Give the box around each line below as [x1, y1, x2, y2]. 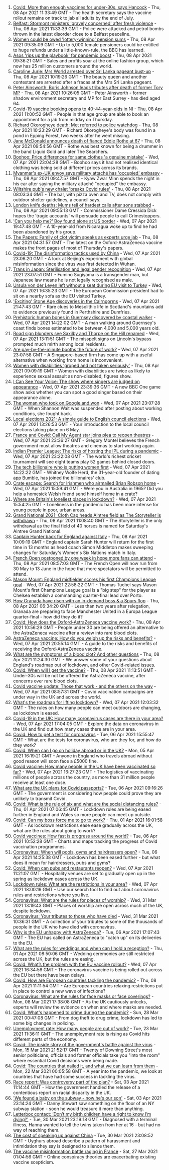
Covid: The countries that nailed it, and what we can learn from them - [13, 1063, 158, 1069]
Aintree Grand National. [13, 528, 62, 534]
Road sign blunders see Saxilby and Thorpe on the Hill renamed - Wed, [13, 331, 160, 336]
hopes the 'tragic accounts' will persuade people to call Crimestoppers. [13, 213, 161, 218]
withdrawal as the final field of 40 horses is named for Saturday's [13, 523, 148, 529]
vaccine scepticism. [13, 1159, 55, 1165]
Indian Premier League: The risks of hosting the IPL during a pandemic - [13, 448, 162, 454]
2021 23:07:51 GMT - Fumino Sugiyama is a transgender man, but [13, 272, 148, 277]
